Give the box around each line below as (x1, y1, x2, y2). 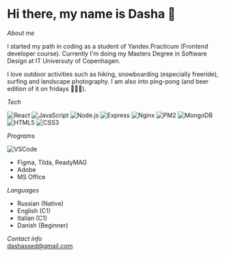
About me (7, 29, 35, 37)
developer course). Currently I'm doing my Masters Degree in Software (7, 49, 207, 58)
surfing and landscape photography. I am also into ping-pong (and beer (7, 77, 209, 85)
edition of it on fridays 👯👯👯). (7, 84, 87, 93)
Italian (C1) (16, 214, 48, 222)
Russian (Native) (16, 199, 64, 208)
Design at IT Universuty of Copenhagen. (7, 56, 121, 64)
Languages (7, 186, 40, 194)
